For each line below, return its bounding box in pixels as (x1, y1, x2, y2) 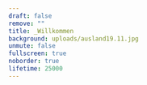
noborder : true (8, 57, 60, 66)
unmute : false (8, 42, 57, 50)
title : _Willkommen (8, 27, 74, 35)
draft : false (8, 11, 52, 20)
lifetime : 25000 (8, 65, 63, 73)
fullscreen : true (8, 49, 67, 57)
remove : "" (8, 19, 45, 28)
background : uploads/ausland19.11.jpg (8, 34, 139, 43)
